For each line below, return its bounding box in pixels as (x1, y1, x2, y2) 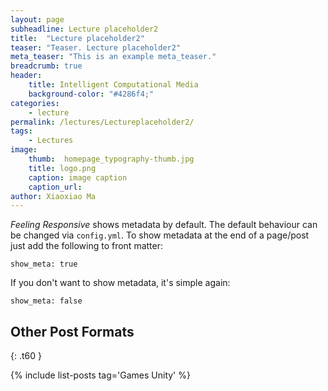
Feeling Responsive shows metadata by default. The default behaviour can (10, 219, 318, 231)
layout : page (10, 14, 65, 25)
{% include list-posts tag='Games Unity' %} (10, 369, 191, 381)
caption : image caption (28, 172, 128, 183)
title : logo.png (28, 163, 97, 173)
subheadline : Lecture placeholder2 (10, 24, 159, 34)
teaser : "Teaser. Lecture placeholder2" (10, 42, 182, 53)
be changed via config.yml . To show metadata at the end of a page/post (10, 229, 310, 241)
